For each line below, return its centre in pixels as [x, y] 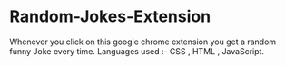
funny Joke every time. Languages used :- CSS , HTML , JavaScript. [137, 51]
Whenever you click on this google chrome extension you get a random [143, 42]
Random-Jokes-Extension [110, 17]
